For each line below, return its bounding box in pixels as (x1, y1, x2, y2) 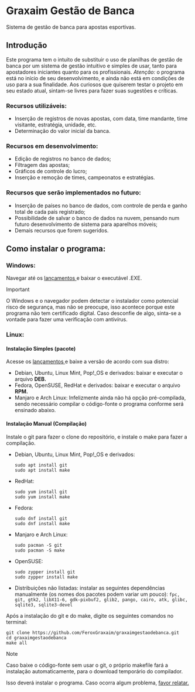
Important (6, 286, 30, 293)
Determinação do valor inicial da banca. (14, 128, 111, 135)
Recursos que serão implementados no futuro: (6, 189, 142, 197)
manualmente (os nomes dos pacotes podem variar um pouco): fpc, (14, 590, 180, 598)
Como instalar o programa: (6, 244, 106, 254)
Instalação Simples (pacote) (6, 345, 76, 352)
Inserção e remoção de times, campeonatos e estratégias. (14, 174, 155, 181)
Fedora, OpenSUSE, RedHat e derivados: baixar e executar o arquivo (14, 382, 180, 389)
